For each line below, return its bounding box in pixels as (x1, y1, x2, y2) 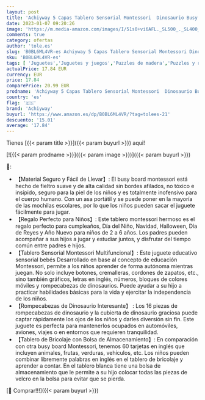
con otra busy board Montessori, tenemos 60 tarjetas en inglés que (15, 343, 185, 350)
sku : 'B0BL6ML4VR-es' (6, 54, 62, 60)
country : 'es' (6, 94, 43, 100)
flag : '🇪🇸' (6, 100, 37, 106)
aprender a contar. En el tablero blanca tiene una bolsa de (15, 362, 161, 369)
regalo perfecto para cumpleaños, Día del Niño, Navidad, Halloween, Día (15, 222, 198, 230)
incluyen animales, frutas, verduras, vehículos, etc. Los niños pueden (15, 349, 190, 357)
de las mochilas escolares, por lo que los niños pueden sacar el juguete (15, 202, 195, 209)
